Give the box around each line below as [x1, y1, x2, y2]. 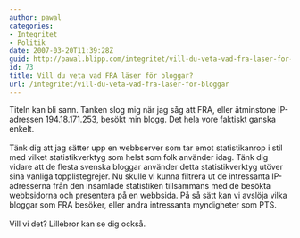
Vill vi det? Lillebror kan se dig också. [9, 218, 146, 229]
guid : [9, 55, 29, 64]
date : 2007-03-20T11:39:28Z [9, 47, 114, 55]
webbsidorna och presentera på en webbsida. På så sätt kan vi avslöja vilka [9, 190, 287, 200]
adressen [9, 114, 44, 124]
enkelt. [9, 123, 35, 134]
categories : [9, 21, 54, 30]
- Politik [9, 38, 46, 47]
